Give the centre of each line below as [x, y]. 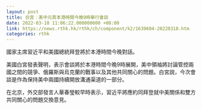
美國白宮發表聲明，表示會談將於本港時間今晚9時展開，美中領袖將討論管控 [97, 65]
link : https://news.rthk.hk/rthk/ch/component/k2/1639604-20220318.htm [98, 28]
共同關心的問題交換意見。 [38, 100]
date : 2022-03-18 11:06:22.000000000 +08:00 [63, 23]
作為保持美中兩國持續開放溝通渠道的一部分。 [72, 80]
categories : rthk [28, 34]
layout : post [23, 12]
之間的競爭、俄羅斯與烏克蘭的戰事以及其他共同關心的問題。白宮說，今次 [101, 72]
